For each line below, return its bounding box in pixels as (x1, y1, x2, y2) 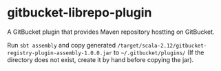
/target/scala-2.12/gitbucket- (116, 42, 207, 49)
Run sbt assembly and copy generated (7, 41, 116, 49)
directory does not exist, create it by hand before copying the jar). (7, 55, 194, 63)
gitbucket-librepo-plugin (7, 5, 152, 21)
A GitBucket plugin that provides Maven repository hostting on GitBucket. (7, 28, 215, 36)
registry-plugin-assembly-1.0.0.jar (7, 50, 112, 57)
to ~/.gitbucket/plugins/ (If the (113, 48, 204, 57)
